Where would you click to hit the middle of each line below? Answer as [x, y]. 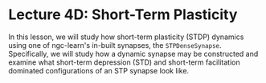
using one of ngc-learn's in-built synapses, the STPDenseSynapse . [115, 45]
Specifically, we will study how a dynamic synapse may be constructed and [133, 53]
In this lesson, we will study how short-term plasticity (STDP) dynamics [126, 37]
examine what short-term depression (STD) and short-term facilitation [124, 62]
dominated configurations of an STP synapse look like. [99, 70]
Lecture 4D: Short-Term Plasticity [123, 15]
